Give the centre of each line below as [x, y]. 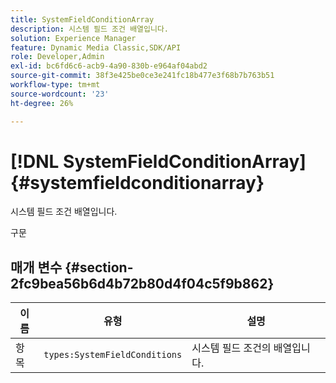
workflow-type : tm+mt [55, 85]
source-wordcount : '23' [60, 94]
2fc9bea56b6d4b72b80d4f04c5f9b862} [142, 283]
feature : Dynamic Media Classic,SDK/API [96, 47]
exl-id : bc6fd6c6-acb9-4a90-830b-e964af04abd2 [109, 66]
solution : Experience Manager [73, 38]
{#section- [99, 267]
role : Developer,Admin [57, 57]
